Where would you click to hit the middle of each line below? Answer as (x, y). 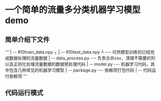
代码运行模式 (24, 93)
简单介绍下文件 (27, 39)
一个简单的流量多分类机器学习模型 (73, 10)
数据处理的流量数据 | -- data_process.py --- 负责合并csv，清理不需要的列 (82, 58)
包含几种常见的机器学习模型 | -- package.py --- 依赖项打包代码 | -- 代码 (80, 70)
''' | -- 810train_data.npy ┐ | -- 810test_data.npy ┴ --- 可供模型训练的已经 (78, 52)
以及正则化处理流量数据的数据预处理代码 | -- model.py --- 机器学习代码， (78, 64)
